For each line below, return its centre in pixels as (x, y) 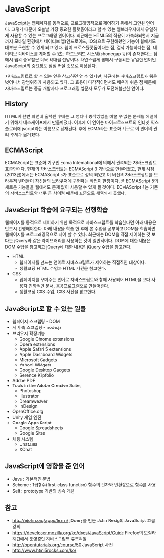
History (17, 104)
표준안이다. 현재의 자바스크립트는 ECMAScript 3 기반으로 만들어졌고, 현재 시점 (80, 169)
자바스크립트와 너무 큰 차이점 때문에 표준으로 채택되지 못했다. (68, 193)
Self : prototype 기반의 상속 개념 (43, 491)
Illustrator (29, 396)
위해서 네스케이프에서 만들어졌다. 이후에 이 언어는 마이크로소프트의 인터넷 (80, 122)
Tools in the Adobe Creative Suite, (46, 385)
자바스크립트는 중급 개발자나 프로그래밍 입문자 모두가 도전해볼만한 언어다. (75, 88)
